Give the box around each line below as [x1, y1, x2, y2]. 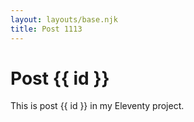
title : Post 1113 [10, 24, 83, 34]
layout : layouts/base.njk [10, 14, 118, 25]
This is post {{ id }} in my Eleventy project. [10, 100, 185, 112]
